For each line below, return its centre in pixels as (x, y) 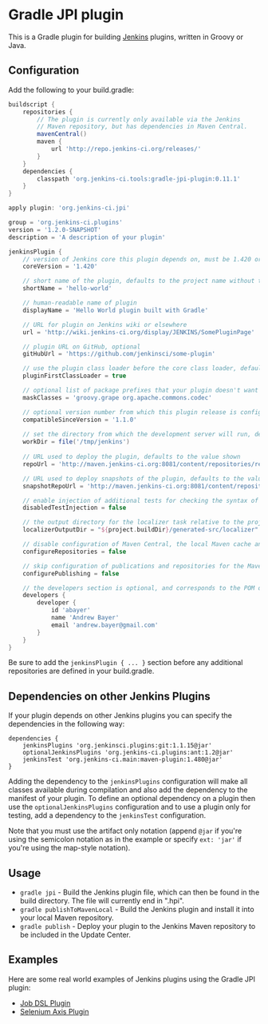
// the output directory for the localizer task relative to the (134, 522)
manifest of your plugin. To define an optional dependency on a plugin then (132, 799)
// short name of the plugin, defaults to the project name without (139, 281)
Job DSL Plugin (45, 1003)
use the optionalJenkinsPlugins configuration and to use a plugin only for (130, 807)
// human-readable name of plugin (80, 303)
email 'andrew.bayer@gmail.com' (104, 625)
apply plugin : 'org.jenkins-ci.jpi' (69, 208)
